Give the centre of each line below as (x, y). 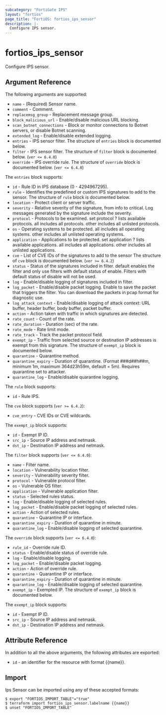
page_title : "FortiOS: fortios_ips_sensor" (51, 19)
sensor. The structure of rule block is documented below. (71, 197)
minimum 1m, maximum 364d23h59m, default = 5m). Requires (76, 366)
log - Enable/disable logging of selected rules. (59, 502)
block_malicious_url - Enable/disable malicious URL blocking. (76, 119)
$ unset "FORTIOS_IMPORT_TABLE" (38, 708)
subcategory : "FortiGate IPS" (36, 10)
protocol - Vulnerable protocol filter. (49, 480)
